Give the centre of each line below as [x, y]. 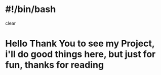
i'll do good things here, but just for [80, 54]
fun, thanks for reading [55, 65]
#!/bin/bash [31, 9]
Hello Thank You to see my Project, [80, 44]
